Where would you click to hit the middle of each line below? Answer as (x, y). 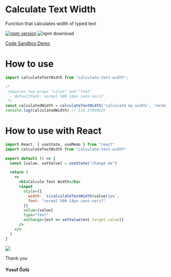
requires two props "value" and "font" (50, 91)
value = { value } (38, 210)
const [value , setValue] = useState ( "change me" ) (63, 163)
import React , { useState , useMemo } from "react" (60, 144)
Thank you (17, 258)
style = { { (33, 191)
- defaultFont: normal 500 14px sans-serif (56, 96)
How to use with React (53, 131)
